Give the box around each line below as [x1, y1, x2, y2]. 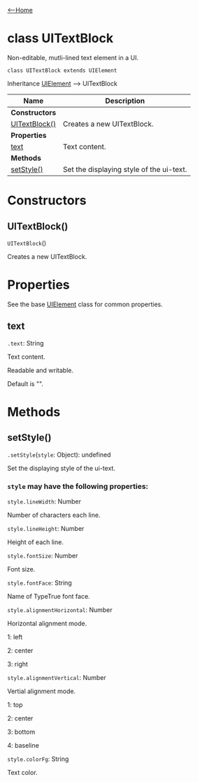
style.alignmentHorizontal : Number [7, 605, 113, 614]
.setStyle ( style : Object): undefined [7, 450, 111, 459]
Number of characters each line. [7, 511, 101, 519]
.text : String [7, 339, 44, 347]
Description [104, 96, 146, 106]
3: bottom [7, 727, 36, 736]
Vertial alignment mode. [7, 687, 76, 695]
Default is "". [7, 379, 44, 388]
